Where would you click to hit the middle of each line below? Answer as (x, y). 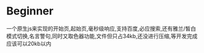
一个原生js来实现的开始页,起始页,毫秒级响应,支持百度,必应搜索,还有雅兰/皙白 (101, 28)
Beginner (30, 11)
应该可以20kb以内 (29, 43)
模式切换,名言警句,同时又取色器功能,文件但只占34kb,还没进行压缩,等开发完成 (102, 36)
